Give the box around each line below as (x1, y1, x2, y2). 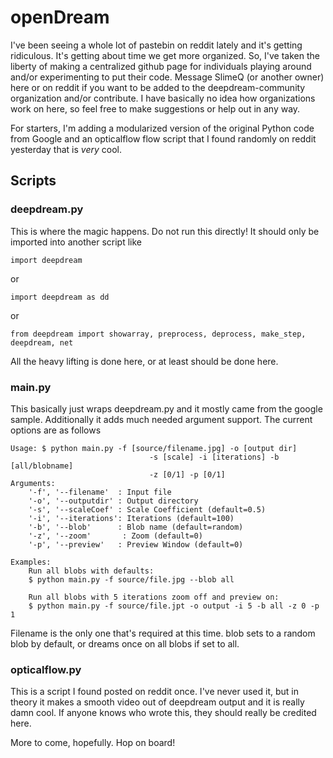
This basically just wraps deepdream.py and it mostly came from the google (10, 402, 323, 415)
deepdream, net (10, 337, 74, 348)
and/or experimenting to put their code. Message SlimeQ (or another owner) (10, 71, 325, 83)
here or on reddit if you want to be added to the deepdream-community (10, 81, 306, 93)
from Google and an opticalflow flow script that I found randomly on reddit (10, 132, 317, 145)
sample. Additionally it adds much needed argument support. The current (10, 413, 313, 425)
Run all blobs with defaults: (28, 566, 155, 576)
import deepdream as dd (10, 292, 110, 302)
